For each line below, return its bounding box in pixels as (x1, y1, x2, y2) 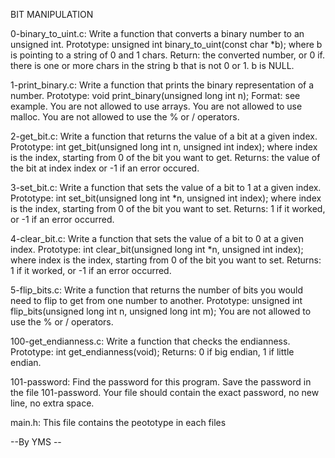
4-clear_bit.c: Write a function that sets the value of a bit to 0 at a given (10, 233, 304, 244)
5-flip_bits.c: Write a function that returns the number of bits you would (10, 284, 304, 296)
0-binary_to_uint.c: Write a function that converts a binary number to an (10, 28, 305, 39)
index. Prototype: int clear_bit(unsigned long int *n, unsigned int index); (10, 244, 304, 255)
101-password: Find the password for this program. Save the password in (10, 376, 312, 388)
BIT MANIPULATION (10, 9, 94, 20)
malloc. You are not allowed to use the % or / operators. (10, 111, 240, 123)
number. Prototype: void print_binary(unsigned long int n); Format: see (10, 90, 301, 101)
